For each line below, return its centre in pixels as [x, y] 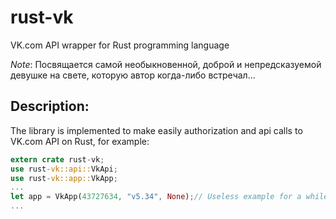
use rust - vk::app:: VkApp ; [64, 178]
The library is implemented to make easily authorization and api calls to [156, 130]
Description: [50, 106]
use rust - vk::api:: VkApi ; [64, 169]
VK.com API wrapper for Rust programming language [120, 45]
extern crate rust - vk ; [57, 159]
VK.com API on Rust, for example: [80, 141]
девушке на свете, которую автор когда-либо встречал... [133, 75]
